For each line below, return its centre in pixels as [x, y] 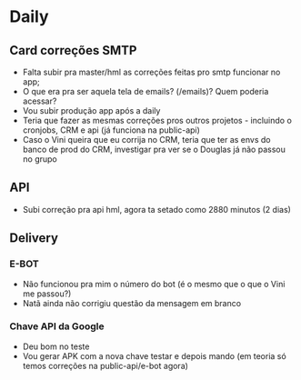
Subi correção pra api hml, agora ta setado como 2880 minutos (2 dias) [156, 209]
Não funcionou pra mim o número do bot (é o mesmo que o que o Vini [154, 284]
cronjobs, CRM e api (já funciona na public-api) [111, 130]
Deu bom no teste [56, 346]
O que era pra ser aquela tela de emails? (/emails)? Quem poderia [145, 91]
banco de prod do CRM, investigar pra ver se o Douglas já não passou [154, 149]
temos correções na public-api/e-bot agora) [105, 365]
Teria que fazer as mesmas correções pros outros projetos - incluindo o [157, 120]
